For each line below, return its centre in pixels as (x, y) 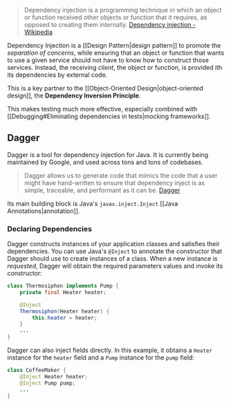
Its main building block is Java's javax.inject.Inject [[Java (93, 203)
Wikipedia (38, 32)
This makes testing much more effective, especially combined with (102, 109)
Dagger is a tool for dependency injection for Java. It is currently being (108, 154)
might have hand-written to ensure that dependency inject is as (114, 183)
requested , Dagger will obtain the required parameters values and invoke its (115, 266)
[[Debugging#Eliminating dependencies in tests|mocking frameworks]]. (109, 116)
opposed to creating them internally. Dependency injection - (110, 25)
